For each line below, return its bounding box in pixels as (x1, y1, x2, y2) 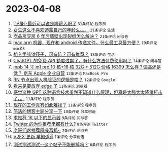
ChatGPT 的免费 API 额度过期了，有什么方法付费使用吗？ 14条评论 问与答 (13, 57, 162, 63)
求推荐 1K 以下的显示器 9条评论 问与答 (13, 115, 88, 121)
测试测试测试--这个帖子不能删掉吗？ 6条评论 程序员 (13, 141, 116, 147)
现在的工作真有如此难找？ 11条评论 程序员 (13, 102, 97, 108)
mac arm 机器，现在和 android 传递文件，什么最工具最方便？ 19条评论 (13, 39, 158, 46)
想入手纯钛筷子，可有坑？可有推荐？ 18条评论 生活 (13, 51, 115, 57)
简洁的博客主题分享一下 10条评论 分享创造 (13, 108, 96, 114)
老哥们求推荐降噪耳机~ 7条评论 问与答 (13, 127, 88, 133)
